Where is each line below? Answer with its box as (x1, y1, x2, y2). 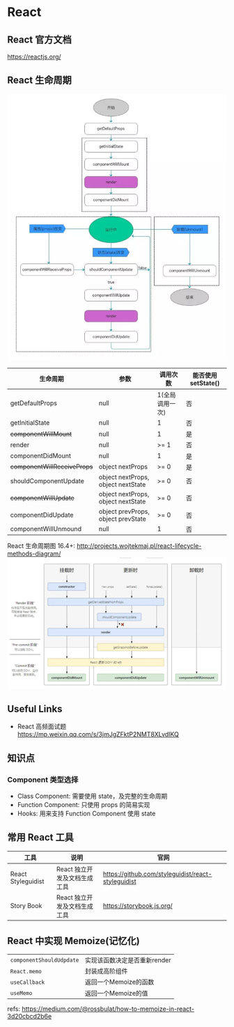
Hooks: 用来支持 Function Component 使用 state (17, 809, 156, 817)
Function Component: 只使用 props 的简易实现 (17, 800, 150, 808)
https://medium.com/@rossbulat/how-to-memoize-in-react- (22, 1005, 195, 1013)
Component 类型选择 (7, 774, 79, 784)
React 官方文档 (7, 33, 72, 45)
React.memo (10, 968, 42, 975)
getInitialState (10, 418, 50, 427)
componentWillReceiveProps (10, 462, 93, 471)
